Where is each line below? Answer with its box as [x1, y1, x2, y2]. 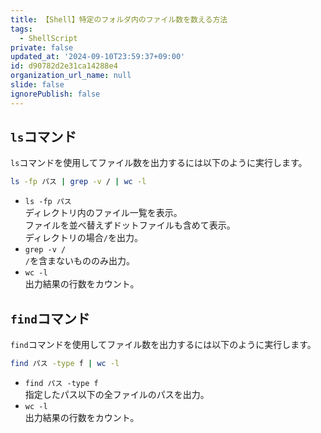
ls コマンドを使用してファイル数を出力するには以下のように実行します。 [10, 157, 308, 169]
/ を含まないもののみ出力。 [24, 255, 135, 267]
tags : [10, 24, 33, 34]
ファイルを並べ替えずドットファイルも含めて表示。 [24, 219, 236, 231]
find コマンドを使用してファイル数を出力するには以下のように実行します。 [10, 339, 317, 351]
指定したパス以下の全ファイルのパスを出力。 [24, 389, 210, 400]
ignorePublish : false [10, 89, 101, 99]
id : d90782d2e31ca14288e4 [10, 61, 118, 71]
